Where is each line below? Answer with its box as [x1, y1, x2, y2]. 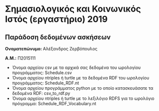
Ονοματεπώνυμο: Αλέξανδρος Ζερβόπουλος [5, 46, 98, 51]
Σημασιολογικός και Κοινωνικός [5, 3, 142, 15]
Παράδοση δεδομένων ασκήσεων [5, 33, 111, 41]
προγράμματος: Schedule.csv [12, 70, 72, 76]
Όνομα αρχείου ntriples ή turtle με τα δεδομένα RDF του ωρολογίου [12, 75, 149, 80]
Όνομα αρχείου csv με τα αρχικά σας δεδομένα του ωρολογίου [12, 64, 141, 70]
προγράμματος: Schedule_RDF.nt [12, 80, 79, 86]
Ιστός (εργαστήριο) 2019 [5, 14, 108, 25]
